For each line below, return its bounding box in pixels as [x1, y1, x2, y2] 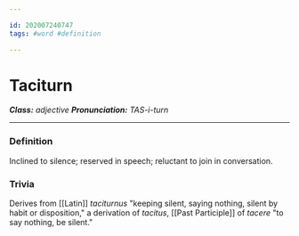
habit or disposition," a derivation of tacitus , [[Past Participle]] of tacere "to [9, 208, 284, 218]
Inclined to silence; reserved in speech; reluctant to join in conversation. [9, 155, 273, 166]
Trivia [9, 177, 35, 190]
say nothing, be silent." [9, 217, 93, 228]
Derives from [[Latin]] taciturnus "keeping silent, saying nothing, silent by [9, 198, 279, 209]
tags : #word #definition [9, 28, 101, 38]
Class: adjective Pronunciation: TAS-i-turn [9, 104, 169, 116]
